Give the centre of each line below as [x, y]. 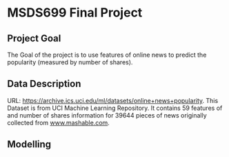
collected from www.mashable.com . [59, 122]
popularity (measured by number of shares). [70, 62]
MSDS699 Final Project [75, 13]
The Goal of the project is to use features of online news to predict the [107, 55]
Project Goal [34, 38]
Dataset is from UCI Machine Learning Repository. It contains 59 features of [115, 108]
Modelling [29, 144]
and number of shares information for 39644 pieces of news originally [107, 115]
